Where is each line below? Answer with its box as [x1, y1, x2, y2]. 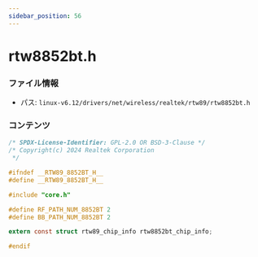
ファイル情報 [8, 77, 59, 89]
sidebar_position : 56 [8, 11, 82, 20]
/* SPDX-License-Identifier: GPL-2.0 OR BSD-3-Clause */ [8, 139, 206, 147]
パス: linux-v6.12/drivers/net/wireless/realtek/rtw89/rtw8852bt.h [20, 98, 251, 107]
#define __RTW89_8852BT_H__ [8, 176, 104, 184]
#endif [8, 242, 31, 250]
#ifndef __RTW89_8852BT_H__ [8, 168, 104, 177]
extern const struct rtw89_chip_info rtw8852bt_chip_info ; [8, 228, 213, 236]
